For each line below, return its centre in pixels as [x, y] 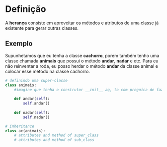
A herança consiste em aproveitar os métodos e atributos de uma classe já [82, 23]
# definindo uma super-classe [37, 80]
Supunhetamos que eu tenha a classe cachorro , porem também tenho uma [82, 55]
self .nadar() [37, 117]
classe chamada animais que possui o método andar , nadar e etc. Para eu [82, 61]
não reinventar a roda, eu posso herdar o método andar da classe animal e [82, 66]
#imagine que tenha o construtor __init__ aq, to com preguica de [84, 90]
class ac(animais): [25, 131]
